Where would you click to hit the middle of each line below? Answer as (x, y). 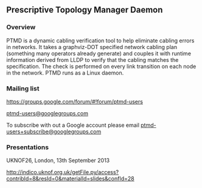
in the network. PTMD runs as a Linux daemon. (65, 73)
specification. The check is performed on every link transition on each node (101, 66)
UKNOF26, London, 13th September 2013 (58, 161)
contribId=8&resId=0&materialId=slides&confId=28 (71, 179)
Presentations (28, 147)
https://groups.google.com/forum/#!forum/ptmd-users (75, 101)
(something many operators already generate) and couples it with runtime (99, 53)
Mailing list (23, 89)
